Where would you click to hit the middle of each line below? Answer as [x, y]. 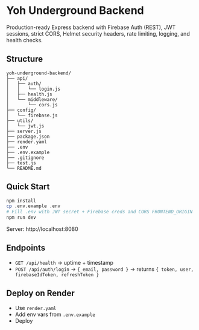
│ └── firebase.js [32, 115]
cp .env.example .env [33, 206]
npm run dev [21, 218]
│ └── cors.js [32, 105]
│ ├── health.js [29, 94]
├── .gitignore [25, 158]
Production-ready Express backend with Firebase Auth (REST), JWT [91, 27]
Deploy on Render [41, 293]
